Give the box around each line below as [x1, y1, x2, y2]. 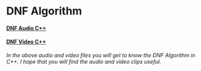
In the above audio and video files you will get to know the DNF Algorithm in [6, 51, 196, 58]
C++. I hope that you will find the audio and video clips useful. [6, 58, 161, 65]
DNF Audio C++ [6, 24, 46, 31]
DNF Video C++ [6, 38, 46, 46]
